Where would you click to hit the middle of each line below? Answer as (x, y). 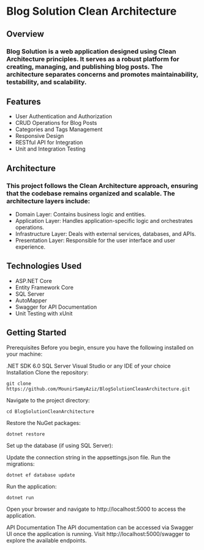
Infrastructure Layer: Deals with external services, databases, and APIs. (105, 234)
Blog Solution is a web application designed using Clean (91, 51)
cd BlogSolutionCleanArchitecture (51, 412)
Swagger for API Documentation (56, 307)
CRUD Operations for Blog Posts (56, 123)
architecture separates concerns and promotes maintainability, (102, 74)
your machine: (25, 354)
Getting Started (36, 333)
